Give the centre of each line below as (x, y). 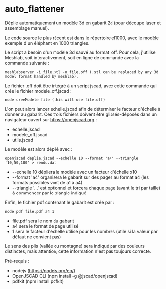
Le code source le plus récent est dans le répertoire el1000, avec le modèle (82, 38)
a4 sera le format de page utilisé (45, 226)
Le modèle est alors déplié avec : (39, 149)
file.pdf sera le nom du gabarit (43, 221)
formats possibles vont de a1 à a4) (47, 182)
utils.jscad (23, 140)
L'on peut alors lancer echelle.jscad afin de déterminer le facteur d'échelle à (83, 109)
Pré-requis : (17, 261)
